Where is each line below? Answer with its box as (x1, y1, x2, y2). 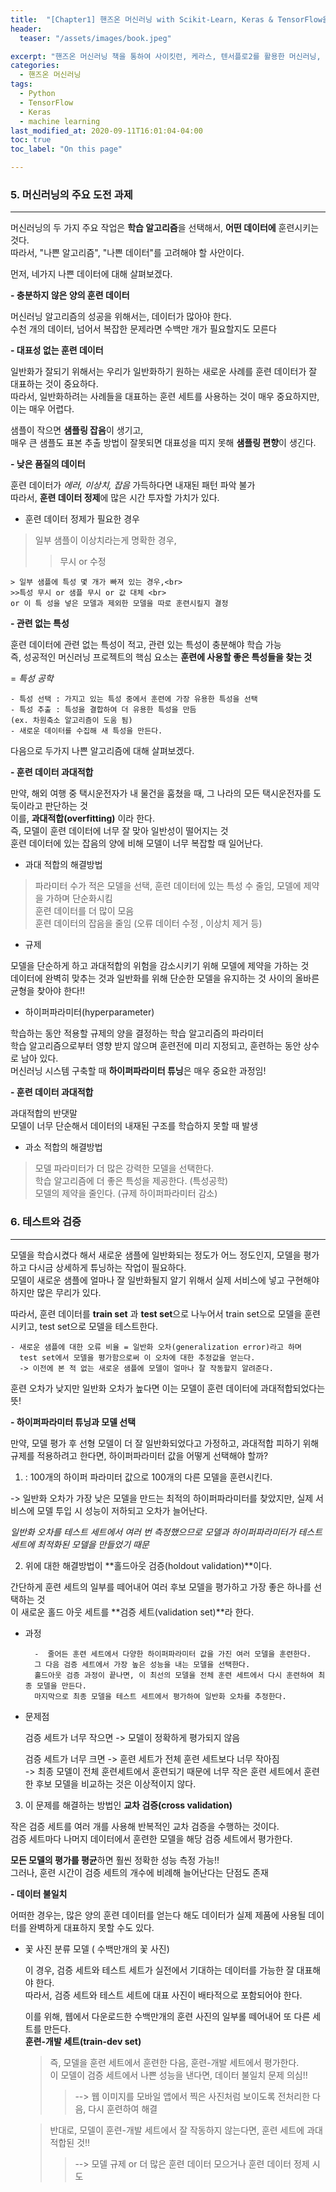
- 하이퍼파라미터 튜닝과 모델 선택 (10, 1416, 137, 1428)
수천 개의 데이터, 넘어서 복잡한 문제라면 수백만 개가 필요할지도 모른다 (10, 323, 277, 335)
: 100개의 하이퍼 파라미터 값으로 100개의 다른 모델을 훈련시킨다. (24, 1471, 273, 1483)
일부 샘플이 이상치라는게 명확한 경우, (34, 534, 177, 546)
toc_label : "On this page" (10, 144, 123, 155)
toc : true (10, 135, 52, 145)
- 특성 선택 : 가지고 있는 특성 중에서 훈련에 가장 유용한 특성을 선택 (10, 694, 258, 705)
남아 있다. (20, 1052, 59, 1065)
